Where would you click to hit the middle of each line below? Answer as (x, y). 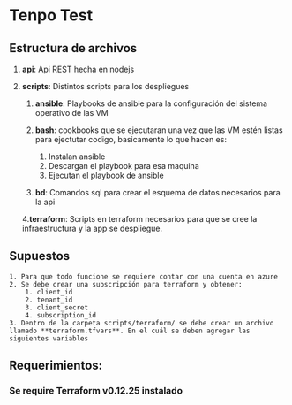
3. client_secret (57, 307)
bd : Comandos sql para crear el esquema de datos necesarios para (157, 192)
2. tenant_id (49, 300)
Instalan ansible (77, 157)
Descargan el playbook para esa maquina (124, 166)
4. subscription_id (61, 315)
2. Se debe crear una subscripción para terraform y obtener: (126, 284)
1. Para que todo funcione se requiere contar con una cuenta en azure (143, 276)
